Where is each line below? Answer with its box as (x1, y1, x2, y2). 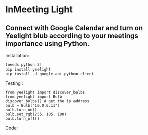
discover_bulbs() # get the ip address (5, 99, 90, 104)
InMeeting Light (5, 4, 73, 15)
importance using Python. (5, 39, 90, 48)
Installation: (5, 53, 29, 58)
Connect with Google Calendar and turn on (5, 24, 143, 32)
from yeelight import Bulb (5, 94, 62, 99)
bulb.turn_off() (5, 116, 40, 121)
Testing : (5, 80, 24, 86)
